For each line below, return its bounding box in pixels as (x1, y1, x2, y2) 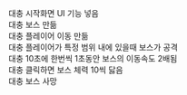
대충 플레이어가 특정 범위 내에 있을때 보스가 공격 (8, 42, 179, 52)
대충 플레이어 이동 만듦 (8, 31, 89, 41)
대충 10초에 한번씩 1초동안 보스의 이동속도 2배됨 (8, 53, 178, 63)
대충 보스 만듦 (8, 19, 58, 30)
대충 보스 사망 (8, 76, 58, 86)
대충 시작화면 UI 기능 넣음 (8, 8, 99, 18)
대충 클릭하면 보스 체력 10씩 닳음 (8, 64, 123, 75)
